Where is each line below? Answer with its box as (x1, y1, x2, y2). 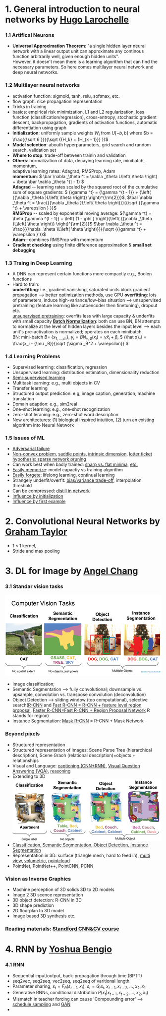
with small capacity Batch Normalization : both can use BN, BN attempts (12, 318, 160, 324)
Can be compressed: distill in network (12, 488, 90, 494)
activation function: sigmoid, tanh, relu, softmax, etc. (12, 93, 120, 99)
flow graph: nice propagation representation (12, 98, 103, 104)
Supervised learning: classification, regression (12, 364, 108, 370)
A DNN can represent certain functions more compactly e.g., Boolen (12, 270, 152, 276)
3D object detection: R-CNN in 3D (12, 897, 82, 903)
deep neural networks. (12, 69, 58, 75)
